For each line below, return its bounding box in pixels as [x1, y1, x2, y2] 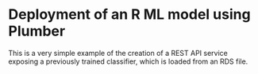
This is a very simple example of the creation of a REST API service [8, 48, 229, 57]
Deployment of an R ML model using [8, 6, 252, 24]
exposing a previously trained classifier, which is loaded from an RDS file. [8, 57, 248, 66]
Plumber [8, 22, 66, 40]
